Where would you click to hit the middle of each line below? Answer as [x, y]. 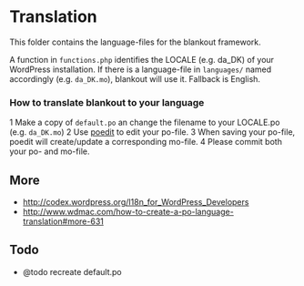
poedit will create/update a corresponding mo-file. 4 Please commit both [146, 142]
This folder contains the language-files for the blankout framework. [135, 42]
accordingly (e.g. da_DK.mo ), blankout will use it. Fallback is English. [135, 78]
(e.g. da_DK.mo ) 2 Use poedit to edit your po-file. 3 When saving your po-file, [152, 132]
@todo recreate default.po [72, 271]
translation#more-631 [63, 221]
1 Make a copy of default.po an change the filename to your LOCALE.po [145, 123]
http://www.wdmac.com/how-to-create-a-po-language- [128, 212]
